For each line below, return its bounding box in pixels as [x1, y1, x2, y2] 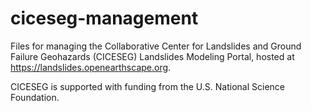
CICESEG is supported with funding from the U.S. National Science [10, 80, 285, 92]
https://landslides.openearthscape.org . [10, 61, 172, 73]
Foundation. [10, 91, 60, 103]
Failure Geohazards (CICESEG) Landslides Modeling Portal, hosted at [10, 50, 295, 62]
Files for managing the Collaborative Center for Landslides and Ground [10, 40, 302, 52]
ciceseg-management [10, 7, 199, 30]
